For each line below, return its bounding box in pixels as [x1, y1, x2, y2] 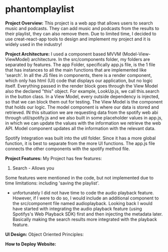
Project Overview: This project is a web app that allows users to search [5, 20, 153, 26]
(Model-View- [122, 51, 151, 57]
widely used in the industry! [5, 41, 62, 47]
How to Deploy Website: [5, 241, 56, 247]
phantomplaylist [5, 3, 74, 15]
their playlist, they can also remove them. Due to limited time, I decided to [5, 30, 156, 36]
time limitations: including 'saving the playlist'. [5, 180, 100, 186]
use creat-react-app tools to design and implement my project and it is [5, 36, 151, 42]
